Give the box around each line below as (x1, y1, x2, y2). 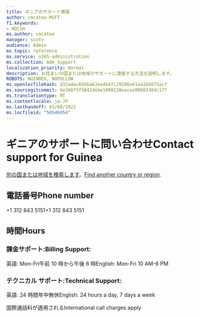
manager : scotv (6, 37, 44, 43)
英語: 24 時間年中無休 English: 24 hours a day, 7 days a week (6, 291, 156, 298)
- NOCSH (6, 25, 26, 32)
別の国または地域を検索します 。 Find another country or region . (6, 171, 162, 178)
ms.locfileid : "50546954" (6, 109, 71, 115)
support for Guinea (6, 150, 103, 164)
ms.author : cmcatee (6, 31, 55, 37)
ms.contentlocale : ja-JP (6, 98, 68, 104)
